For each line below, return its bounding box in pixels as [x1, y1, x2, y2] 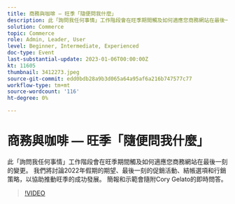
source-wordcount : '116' [7, 88, 80, 95]
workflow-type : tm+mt [7, 82, 71, 89]
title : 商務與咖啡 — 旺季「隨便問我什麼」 [7, 10, 117, 17]
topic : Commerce [7, 29, 55, 37]
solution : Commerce [7, 23, 64, 30]
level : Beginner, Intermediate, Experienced [7, 43, 139, 50]
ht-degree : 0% [7, 95, 49, 102]
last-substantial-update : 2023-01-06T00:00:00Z [7, 56, 149, 63]
